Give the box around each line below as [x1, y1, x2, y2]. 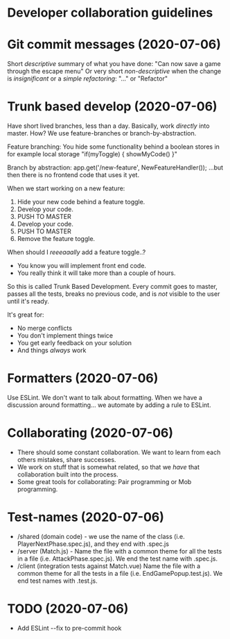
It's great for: [7, 310, 44, 319]
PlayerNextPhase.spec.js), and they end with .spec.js [17, 540, 170, 548]
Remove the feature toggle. [17, 235, 96, 243]
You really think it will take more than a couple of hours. [17, 269, 176, 277]
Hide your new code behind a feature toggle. [17, 198, 145, 206]
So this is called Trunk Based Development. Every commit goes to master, [7, 283, 218, 291]
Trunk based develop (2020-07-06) [7, 99, 218, 115]
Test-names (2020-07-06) [7, 509, 165, 525]
